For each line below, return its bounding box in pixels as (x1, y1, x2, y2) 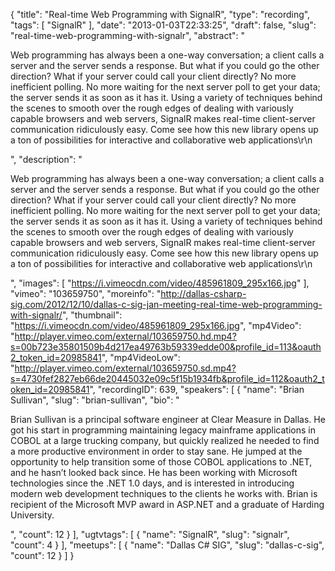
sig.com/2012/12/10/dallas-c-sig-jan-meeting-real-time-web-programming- (10, 299, 323, 310)
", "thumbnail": (61, 309, 123, 321)
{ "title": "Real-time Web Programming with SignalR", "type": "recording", (10, 9, 311, 20)
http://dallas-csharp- (160, 288, 247, 299)
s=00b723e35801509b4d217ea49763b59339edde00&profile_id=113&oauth (10, 341, 322, 353)
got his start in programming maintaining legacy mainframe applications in (10, 424, 316, 436)
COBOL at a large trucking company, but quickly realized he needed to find (10, 435, 320, 446)
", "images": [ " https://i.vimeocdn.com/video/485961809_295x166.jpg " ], (10, 277, 310, 289)
